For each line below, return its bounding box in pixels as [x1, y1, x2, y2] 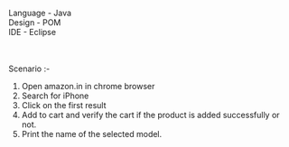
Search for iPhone [21, 90, 89, 101]
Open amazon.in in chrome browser [21, 81, 155, 91]
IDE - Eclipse [8, 27, 56, 37]
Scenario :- [8, 63, 51, 74]
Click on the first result [21, 100, 107, 110]
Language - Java [8, 7, 72, 18]
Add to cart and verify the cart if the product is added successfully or [21, 110, 281, 120]
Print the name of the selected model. [21, 129, 163, 139]
